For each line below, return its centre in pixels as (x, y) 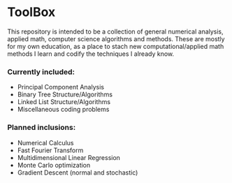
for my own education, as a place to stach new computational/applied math (116, 46)
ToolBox (31, 12)
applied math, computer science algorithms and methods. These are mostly (116, 38)
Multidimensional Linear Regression (69, 157)
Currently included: (41, 72)
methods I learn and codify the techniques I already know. (91, 54)
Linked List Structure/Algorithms (64, 102)
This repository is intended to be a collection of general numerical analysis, (115, 31)
